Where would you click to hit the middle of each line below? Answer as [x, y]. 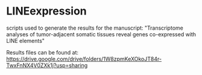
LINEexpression [47, 11]
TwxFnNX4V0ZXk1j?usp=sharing [47, 65]
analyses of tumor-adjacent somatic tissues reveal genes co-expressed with [101, 34]
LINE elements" [26, 41]
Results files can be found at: [43, 52]
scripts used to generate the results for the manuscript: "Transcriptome [95, 28]
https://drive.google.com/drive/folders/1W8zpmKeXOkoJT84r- [84, 59]
